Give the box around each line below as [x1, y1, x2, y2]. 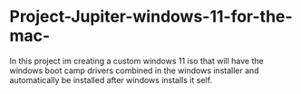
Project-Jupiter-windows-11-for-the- [9, 6, 293, 27]
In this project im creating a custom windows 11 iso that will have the [9, 55, 265, 66]
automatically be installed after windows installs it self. [9, 74, 213, 85]
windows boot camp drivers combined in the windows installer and [9, 65, 260, 76]
